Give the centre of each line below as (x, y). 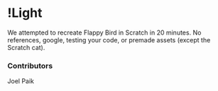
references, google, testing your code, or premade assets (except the (109, 40)
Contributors (30, 66)
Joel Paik (21, 81)
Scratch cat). (26, 47)
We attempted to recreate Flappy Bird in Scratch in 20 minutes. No (104, 32)
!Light (25, 13)
